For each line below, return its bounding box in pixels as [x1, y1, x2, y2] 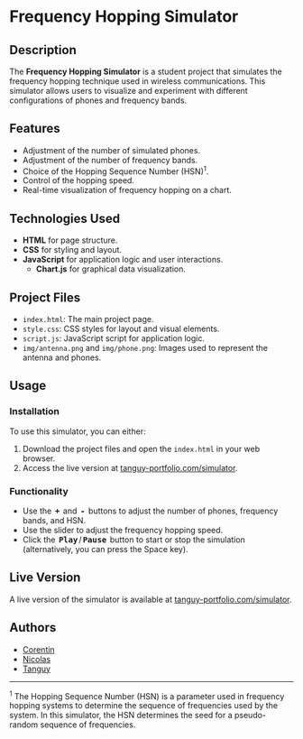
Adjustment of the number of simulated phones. [22, 144, 201, 155]
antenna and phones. [22, 352, 102, 363]
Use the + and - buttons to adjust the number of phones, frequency [22, 505, 279, 516]
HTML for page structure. [22, 235, 118, 245]
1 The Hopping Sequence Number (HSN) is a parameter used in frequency [9, 688, 285, 701]
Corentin [22, 643, 56, 655]
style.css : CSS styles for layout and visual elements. [22, 323, 220, 335]
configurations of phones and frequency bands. [9, 95, 188, 106]
